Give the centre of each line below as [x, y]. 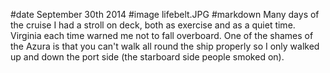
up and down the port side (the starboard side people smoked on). [147, 57]
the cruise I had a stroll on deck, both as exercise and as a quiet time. [153, 25]
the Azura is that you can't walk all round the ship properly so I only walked [165, 46]
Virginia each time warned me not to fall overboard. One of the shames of [162, 35]
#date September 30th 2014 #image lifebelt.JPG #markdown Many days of [165, 14]
